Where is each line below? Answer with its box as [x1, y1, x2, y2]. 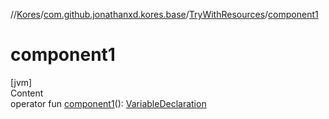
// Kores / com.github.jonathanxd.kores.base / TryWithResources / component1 [10, 9, 319, 20]
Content [10, 87, 44, 99]
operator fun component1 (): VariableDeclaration [10, 97, 207, 109]
